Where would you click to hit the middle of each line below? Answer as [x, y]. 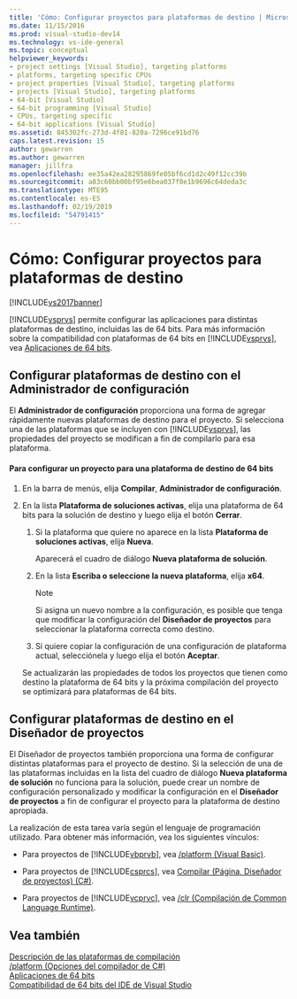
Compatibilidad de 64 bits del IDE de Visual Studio [101, 985]
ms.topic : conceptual [49, 50]
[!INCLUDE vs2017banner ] [56, 302]
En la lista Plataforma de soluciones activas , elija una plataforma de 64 [153, 505]
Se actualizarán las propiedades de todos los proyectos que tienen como [155, 672]
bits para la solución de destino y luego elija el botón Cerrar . [132, 515]
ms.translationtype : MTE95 [59, 190]
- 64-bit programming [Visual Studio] [80, 108]
